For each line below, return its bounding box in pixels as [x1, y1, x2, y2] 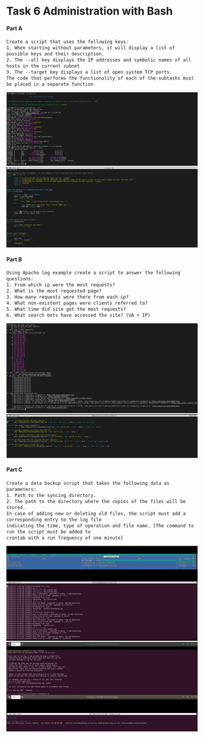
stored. [6, 504, 26, 510]
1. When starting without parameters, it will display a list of [6, 45, 175, 51]
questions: [6, 276, 34, 282]
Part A [6, 24, 22, 32]
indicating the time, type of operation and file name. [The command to [6, 523, 194, 529]
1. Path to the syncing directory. [6, 492, 97, 498]
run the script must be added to [6, 529, 91, 535]
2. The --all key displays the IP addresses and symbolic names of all [6, 57, 191, 63]
